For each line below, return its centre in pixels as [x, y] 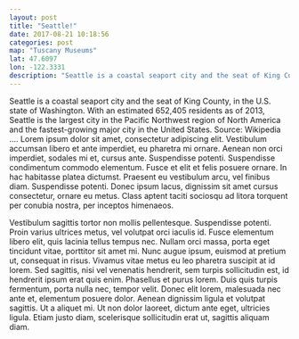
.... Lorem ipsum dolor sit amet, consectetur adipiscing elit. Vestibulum [138, 138]
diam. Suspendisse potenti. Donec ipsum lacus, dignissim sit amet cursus [144, 186]
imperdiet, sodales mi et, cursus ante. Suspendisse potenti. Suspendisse [142, 158]
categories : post [41, 42]
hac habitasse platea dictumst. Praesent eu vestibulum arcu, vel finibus [140, 177]
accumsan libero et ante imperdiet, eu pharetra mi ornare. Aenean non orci [146, 148]
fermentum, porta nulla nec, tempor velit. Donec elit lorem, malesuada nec [145, 289]
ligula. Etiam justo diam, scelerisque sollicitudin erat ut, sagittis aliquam [139, 317]
